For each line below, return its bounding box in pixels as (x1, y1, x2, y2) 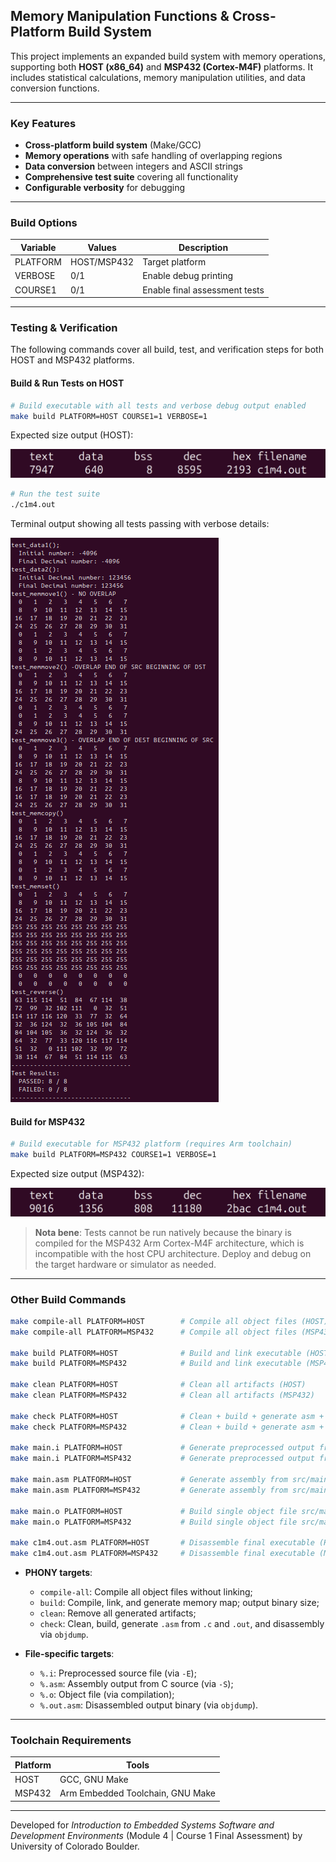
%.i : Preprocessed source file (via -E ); (39, 1667, 197, 1679)
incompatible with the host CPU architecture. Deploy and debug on (34, 1247, 312, 1259)
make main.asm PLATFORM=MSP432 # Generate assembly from (10, 1485, 288, 1495)
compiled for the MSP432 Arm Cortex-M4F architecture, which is (34, 1237, 305, 1249)
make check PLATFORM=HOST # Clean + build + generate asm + (10, 1411, 325, 1421)
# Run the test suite (10, 489, 101, 499)
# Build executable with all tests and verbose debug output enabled (10, 400, 307, 411)
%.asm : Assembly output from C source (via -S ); (39, 1678, 234, 1690)
